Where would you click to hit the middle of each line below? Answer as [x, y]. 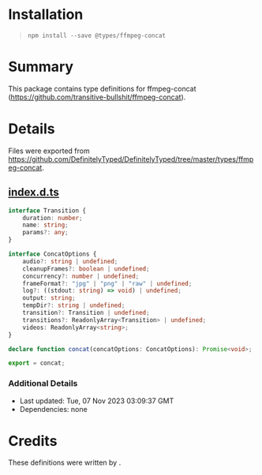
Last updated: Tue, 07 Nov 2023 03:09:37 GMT [97, 401]
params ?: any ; [45, 233]
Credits [33, 441]
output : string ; [49, 298]
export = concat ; [37, 363]
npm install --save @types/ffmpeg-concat [96, 36]
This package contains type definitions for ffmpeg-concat [102, 88]
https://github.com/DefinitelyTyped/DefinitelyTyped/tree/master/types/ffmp [131, 159]
